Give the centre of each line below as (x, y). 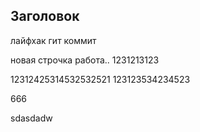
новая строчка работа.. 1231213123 (85, 60)
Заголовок (45, 16)
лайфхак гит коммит (53, 40)
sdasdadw (31, 118)
